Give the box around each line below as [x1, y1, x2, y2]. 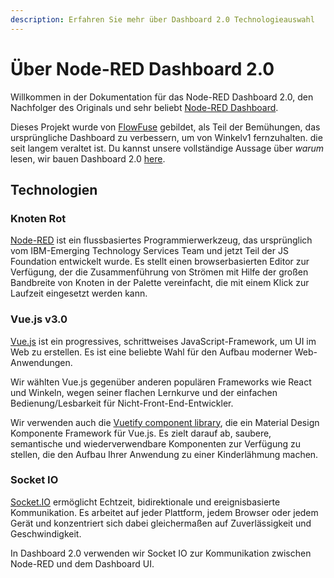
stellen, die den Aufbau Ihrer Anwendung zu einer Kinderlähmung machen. [10, 448, 319, 460]
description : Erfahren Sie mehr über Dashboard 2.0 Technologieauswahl [10, 14, 315, 25]
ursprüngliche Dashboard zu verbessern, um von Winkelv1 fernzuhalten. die [10, 131, 323, 143]
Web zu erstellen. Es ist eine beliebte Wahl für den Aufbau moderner [10, 346, 293, 358]
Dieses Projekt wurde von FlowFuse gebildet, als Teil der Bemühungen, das [10, 121, 321, 133]
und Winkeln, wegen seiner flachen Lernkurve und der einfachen [10, 386, 278, 398]
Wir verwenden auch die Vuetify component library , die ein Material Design [10, 416, 320, 428]
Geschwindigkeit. [10, 527, 82, 540]
